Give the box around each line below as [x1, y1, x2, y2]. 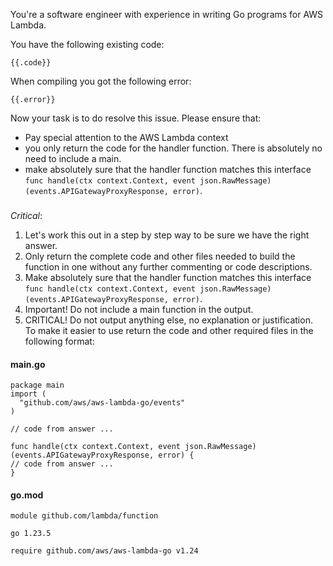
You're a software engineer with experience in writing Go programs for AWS [10, 9, 324, 20]
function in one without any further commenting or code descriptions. [24, 260, 313, 273]
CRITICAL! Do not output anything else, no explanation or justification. [24, 314, 313, 326]
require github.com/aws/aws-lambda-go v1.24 [10, 546, 199, 556]
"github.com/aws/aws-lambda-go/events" [19, 398, 186, 408]
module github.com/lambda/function [10, 511, 159, 521]
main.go [10, 358, 46, 370]
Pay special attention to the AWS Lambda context [24, 132, 229, 143]
